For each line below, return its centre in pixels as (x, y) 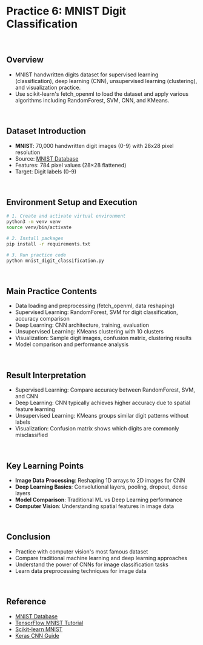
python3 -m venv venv (34, 222)
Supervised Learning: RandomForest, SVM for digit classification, (96, 312)
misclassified (32, 435)
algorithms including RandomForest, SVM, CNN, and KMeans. (92, 100)
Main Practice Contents (52, 291)
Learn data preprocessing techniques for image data (81, 570)
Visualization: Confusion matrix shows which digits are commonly (97, 429)
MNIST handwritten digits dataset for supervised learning (87, 75)
